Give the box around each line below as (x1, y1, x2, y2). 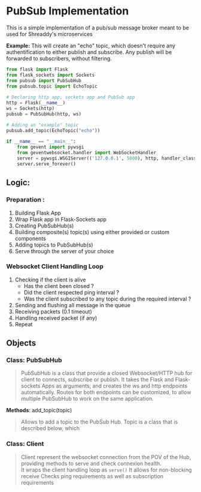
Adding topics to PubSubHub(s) (14, 241, 94, 248)
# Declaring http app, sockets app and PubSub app (6, 94, 135, 100)
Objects (6, 338, 36, 349)
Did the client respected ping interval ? (23, 289, 120, 296)
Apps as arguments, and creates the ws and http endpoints (41, 382, 188, 389)
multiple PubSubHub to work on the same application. (20, 395, 154, 403)
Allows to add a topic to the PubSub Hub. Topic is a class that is (20, 418, 178, 425)
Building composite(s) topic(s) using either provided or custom (14, 228, 169, 235)
